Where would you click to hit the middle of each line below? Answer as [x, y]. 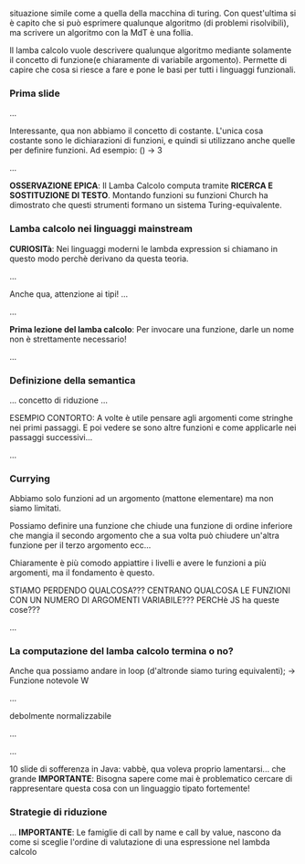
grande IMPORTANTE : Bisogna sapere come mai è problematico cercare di [151, 779]
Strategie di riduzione [58, 812]
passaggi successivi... [51, 437]
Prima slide [35, 93]
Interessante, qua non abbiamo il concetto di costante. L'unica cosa [137, 131]
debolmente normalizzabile [61, 716]
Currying [30, 479]
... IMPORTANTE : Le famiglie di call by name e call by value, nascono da [145, 832]
